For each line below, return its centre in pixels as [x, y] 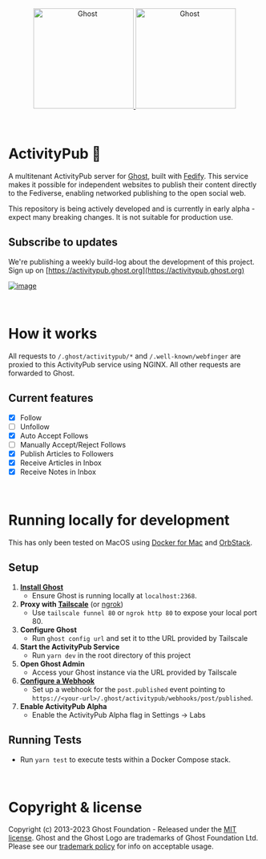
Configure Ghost [48, 630]
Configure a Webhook [57, 681]
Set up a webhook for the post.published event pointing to [129, 689]
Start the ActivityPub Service [70, 646]
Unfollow [35, 427]
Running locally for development [119, 520]
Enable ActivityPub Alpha [63, 706]
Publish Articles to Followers [66, 453]
